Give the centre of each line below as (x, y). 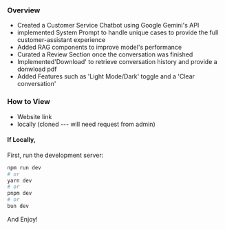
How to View (29, 102)
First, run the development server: (55, 155)
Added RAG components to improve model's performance (99, 48)
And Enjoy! (22, 219)
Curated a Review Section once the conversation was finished (105, 54)
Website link (34, 116)
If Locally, (22, 140)
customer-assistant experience (61, 40)
